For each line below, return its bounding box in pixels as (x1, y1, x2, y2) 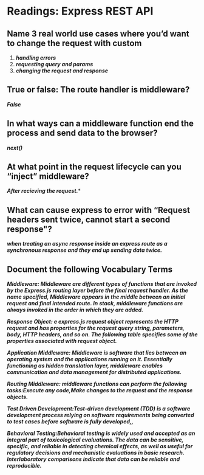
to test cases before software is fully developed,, (7, 418, 134, 425)
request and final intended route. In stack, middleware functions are (7, 300, 183, 307)
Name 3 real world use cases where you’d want (7, 29, 189, 39)
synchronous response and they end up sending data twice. (7, 246, 163, 254)
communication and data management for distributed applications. (7, 369, 182, 376)
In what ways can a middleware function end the (7, 119, 194, 129)
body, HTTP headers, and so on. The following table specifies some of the (7, 331, 198, 338)
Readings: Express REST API (7, 4, 154, 18)
